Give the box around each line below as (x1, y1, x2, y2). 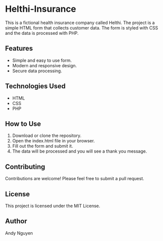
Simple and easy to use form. (12, 57, 72, 63)
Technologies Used (5, 82, 65, 90)
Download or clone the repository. (12, 133, 82, 138)
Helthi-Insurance (5, 3, 76, 15)
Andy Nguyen (5, 230, 33, 236)
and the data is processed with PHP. (5, 30, 79, 36)
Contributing (5, 162, 45, 171)
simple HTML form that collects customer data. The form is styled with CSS (5, 25, 159, 30)
